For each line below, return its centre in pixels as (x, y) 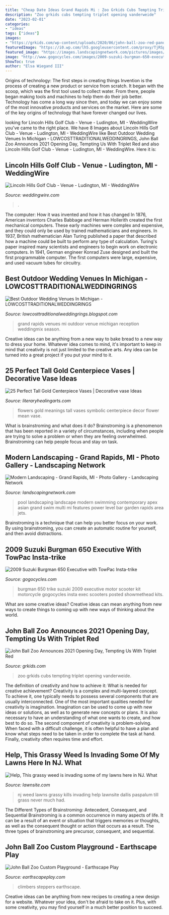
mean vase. (29, 416)
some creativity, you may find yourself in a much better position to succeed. (84, 907)
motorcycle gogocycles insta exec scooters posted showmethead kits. (91, 595)
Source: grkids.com (26, 666)
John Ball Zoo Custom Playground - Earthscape (81, 847)
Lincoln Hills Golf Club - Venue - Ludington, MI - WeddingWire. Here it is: (81, 149)
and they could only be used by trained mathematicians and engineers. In (81, 231)
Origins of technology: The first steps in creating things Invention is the (79, 81)
